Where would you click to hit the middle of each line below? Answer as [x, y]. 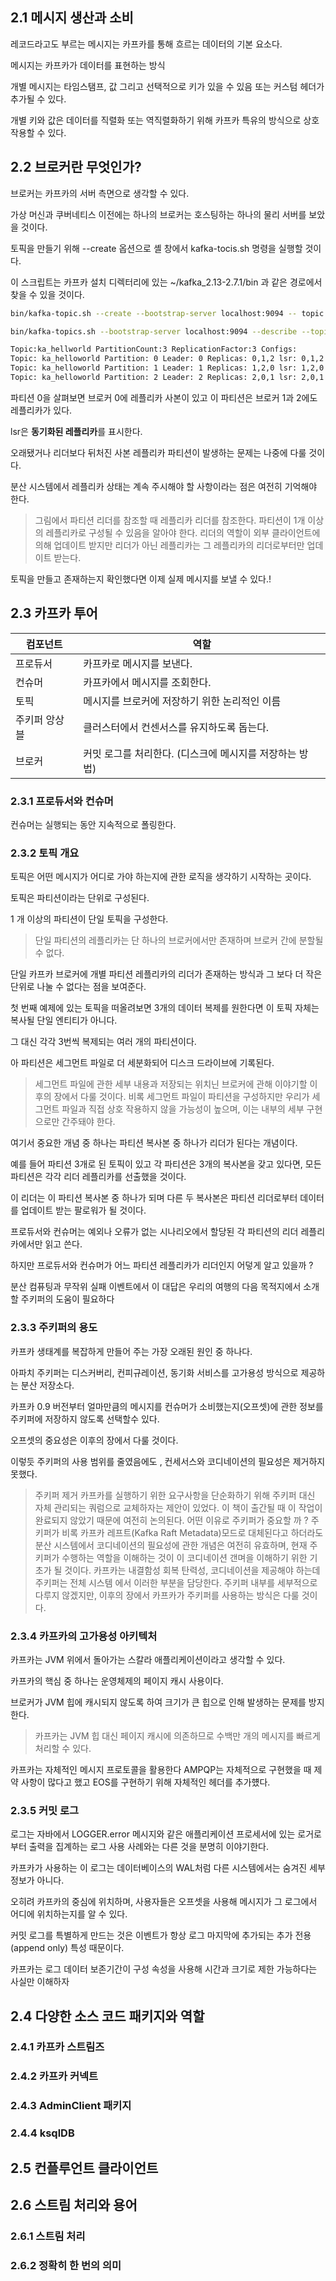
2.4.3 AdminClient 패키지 [71, 2106]
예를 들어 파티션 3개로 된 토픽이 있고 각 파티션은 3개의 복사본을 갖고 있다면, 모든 [166, 1164]
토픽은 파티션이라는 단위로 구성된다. [80, 898]
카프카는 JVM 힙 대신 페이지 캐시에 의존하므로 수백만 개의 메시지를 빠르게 [177, 1735]
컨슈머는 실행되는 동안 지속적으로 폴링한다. [93, 824]
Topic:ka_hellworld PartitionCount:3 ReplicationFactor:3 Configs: [154, 349]
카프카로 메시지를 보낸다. [138, 663]
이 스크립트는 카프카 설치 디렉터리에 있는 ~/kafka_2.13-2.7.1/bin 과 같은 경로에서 [166, 282]
